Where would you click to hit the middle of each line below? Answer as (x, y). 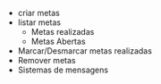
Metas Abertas (59, 41)
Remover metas (47, 60)
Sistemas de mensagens (63, 70)
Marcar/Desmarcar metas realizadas (85, 51)
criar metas (38, 13)
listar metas (39, 22)
